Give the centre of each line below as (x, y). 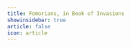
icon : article (28, 33)
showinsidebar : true (37, 20)
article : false (29, 26)
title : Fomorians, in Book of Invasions (66, 13)
